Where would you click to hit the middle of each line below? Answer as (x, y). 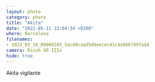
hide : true (20, 56)
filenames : (20, 39)
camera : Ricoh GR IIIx (34, 51)
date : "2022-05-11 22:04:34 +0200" (50, 28)
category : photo (26, 17)
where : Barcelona (28, 34)
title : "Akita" (25, 23)
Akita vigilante (23, 72)
